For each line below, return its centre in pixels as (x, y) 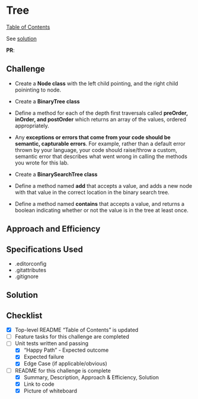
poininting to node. (38, 90)
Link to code (39, 384)
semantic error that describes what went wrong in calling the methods (101, 156)
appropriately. (32, 126)
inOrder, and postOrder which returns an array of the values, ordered (100, 119)
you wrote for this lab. (42, 163)
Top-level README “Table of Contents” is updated (77, 330)
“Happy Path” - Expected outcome (66, 350)
